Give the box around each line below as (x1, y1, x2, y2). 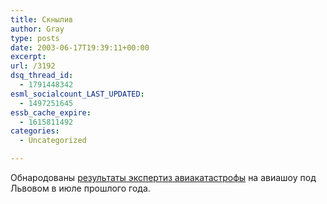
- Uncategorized (19, 136, 87, 146)
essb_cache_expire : (10, 107, 92, 118)
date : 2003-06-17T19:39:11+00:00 (10, 42, 150, 53)
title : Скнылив (10, 14, 74, 25)
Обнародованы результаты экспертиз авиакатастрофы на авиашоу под (10, 172, 317, 183)
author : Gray (10, 24, 65, 34)
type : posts (10, 33, 60, 43)
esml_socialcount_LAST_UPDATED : (10, 89, 145, 99)
